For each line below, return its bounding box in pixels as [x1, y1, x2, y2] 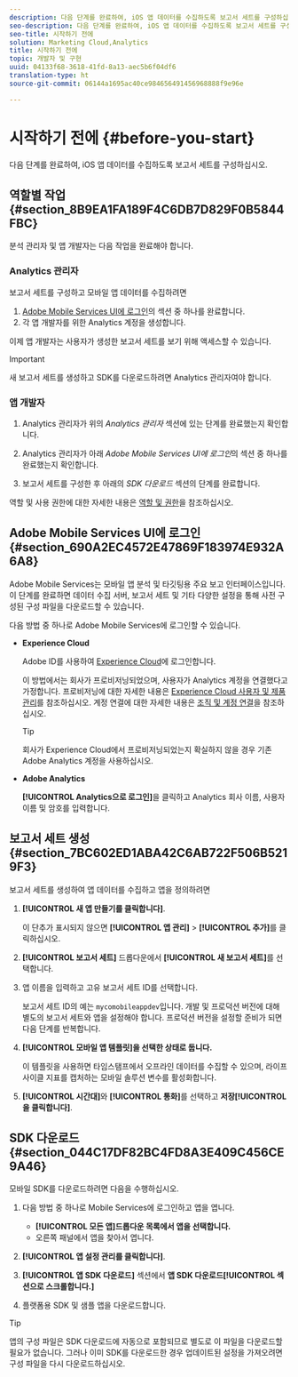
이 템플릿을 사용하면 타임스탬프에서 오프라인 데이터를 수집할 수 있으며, [21, 1061, 264, 1071]
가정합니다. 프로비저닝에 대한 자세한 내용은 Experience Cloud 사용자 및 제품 [21, 685, 286, 696]
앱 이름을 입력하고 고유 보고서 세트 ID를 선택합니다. [21, 981, 198, 992]
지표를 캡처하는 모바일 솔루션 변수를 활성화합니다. [45, 1072, 217, 1083]
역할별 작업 [9, 188, 67, 203]
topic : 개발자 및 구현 [9, 54, 82, 63]
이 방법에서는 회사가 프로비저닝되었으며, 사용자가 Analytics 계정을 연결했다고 [21, 675, 288, 685]
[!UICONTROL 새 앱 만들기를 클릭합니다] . [21, 903, 166, 914]
